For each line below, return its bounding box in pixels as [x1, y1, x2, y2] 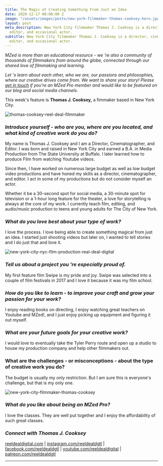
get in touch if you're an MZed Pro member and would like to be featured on [5, 82, 158, 88]
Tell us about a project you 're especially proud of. [5, 261, 126, 268]
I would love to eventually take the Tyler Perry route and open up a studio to [5, 340, 157, 346]
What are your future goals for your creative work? [5, 329, 128, 336]
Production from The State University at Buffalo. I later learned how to [5, 151, 145, 157]
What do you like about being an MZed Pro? [5, 401, 111, 408]
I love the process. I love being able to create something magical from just [5, 229, 153, 235]
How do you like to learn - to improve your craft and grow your [5, 289, 155, 296]
